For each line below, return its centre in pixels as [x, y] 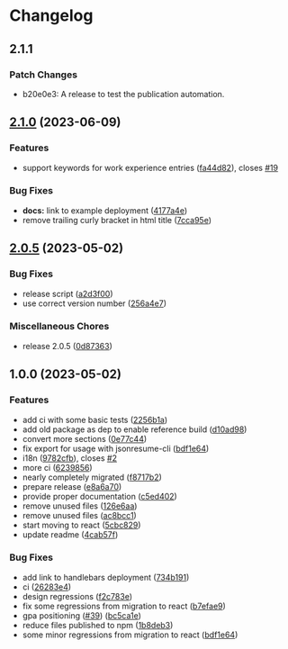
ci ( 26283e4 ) [47, 587]
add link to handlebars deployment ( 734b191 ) [106, 577]
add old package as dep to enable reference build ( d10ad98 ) [135, 429]
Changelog [51, 16]
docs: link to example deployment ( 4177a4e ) [105, 210]
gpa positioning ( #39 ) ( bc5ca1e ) [82, 615]
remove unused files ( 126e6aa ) [80, 506]
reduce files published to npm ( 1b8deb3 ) [98, 625]
